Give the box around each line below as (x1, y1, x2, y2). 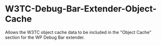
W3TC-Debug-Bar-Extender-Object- (5, 3, 157, 14)
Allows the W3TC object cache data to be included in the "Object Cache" (5, 29, 152, 35)
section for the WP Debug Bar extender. (5, 34, 85, 40)
